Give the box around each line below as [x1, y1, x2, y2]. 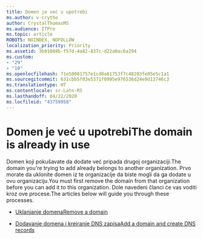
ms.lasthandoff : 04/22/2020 [6, 93, 78, 99]
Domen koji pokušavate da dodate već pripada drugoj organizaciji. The [6, 158, 181, 165]
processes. [6, 196, 35, 203]
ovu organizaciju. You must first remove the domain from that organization [6, 177, 190, 185]
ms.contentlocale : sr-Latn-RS [6, 88, 83, 94]
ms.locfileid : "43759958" [6, 99, 72, 105]
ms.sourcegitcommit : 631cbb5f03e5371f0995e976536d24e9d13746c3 [6, 76, 170, 82]
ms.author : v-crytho [6, 15, 59, 21]
